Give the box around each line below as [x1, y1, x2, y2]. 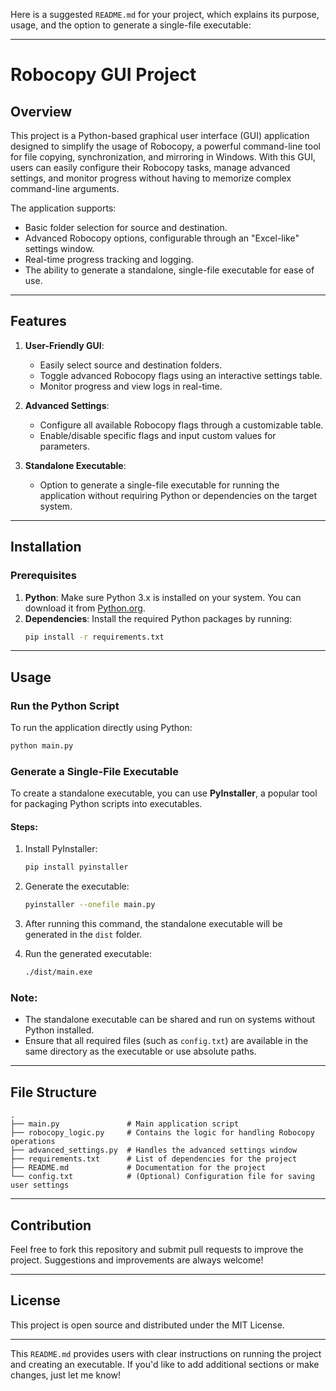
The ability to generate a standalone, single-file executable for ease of [24, 264, 315, 276]
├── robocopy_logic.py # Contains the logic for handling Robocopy [10, 1128, 315, 1138]
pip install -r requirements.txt [24, 632, 165, 642]
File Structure [10, 1084, 97, 1101]
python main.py [10, 741, 74, 751]
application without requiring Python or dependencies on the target [39, 489, 318, 501]
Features [10, 313, 67, 330]
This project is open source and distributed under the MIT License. [10, 1319, 285, 1331]
